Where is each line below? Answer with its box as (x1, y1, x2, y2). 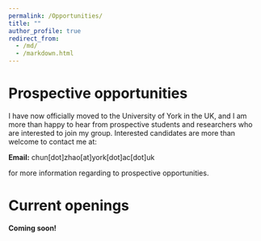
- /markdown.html (15, 49, 74, 57)
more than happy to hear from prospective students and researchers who (8, 119, 253, 129)
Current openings (8, 197, 129, 215)
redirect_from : (8, 34, 60, 43)
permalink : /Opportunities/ (8, 11, 103, 20)
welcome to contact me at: (8, 137, 97, 146)
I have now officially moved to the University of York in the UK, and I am (8, 111, 247, 120)
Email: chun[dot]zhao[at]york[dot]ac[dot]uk (8, 152, 155, 162)
